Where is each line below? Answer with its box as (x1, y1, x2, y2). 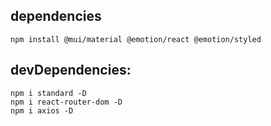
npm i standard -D (10, 88, 87, 98)
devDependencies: (10, 62, 132, 79)
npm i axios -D (10, 105, 74, 116)
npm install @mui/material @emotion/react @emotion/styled (10, 34, 262, 44)
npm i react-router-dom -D (10, 97, 123, 107)
